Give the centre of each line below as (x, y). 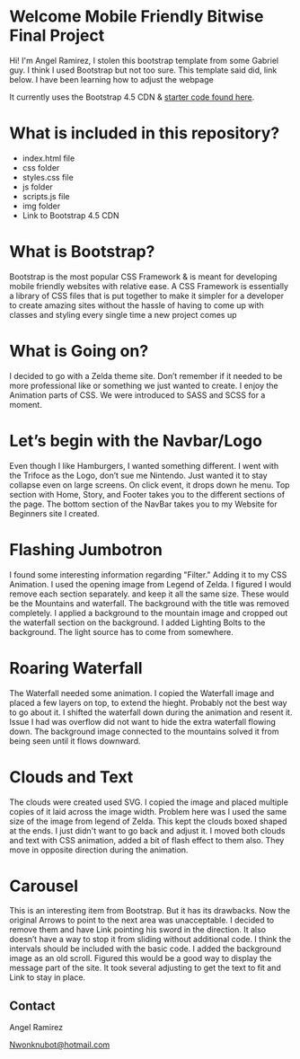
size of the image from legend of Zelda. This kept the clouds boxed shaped (148, 821)
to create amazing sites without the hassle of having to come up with (137, 305)
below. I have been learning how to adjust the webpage (111, 79)
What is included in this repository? (145, 133)
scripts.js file (46, 196)
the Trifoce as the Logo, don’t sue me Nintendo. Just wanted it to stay (138, 475)
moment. (26, 404)
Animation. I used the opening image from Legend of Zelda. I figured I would (150, 584)
